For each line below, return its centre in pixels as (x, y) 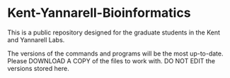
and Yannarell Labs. (36, 39)
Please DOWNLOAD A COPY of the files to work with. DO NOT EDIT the (111, 60)
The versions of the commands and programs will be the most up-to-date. (115, 53)
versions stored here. (38, 68)
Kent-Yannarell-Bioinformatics (99, 13)
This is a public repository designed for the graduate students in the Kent (114, 32)
